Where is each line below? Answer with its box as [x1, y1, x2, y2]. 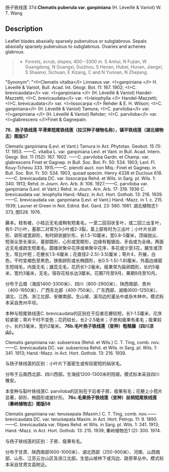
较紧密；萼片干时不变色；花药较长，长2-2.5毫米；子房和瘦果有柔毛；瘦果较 [5, 316, 162, 322]
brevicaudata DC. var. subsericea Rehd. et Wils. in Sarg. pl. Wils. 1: [20, 345, 157, 351]
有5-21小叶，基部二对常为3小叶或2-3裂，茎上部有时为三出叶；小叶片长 [5, 226, 152, 232]
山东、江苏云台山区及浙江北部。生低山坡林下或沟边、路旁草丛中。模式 [14, 455, 159, 461]
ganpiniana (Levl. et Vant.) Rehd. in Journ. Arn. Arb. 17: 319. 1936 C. [5, 186, 145, 192]
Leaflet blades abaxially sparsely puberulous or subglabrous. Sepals [5, 38, 147, 44]
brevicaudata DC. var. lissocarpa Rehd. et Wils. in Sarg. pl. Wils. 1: [20, 175, 156, 181]
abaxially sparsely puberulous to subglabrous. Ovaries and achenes [5, 43, 146, 49]
